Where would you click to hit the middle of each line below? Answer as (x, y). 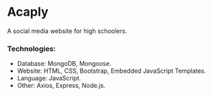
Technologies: (32, 49)
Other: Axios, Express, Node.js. (61, 86)
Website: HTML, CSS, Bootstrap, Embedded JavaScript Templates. (111, 71)
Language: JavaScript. (49, 78)
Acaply (28, 12)
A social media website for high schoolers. (67, 31)
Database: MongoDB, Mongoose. (64, 64)
